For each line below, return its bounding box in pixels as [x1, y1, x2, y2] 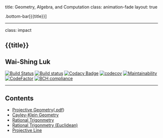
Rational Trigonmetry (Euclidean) [12, 123, 78, 128]
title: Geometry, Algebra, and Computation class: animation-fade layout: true [5, 4, 158, 10]
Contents [5, 94, 34, 102]
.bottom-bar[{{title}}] [5, 14, 47, 19]
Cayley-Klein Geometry [12, 112, 59, 118]
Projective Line [12, 127, 42, 133]
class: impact [5, 28, 32, 33]
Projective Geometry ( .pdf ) [12, 107, 65, 113]
